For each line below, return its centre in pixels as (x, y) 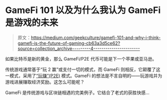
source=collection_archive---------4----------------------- (79, 48)
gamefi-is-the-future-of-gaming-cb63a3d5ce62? (69, 43)
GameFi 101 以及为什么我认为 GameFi (83, 10)
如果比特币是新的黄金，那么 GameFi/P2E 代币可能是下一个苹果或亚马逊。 (81, 58)
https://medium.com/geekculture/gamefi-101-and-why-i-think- (96, 37)
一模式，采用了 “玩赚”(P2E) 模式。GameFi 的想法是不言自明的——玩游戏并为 (84, 75)
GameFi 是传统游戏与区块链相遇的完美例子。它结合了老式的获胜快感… (77, 92)
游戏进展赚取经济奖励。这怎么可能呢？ (45, 82)
